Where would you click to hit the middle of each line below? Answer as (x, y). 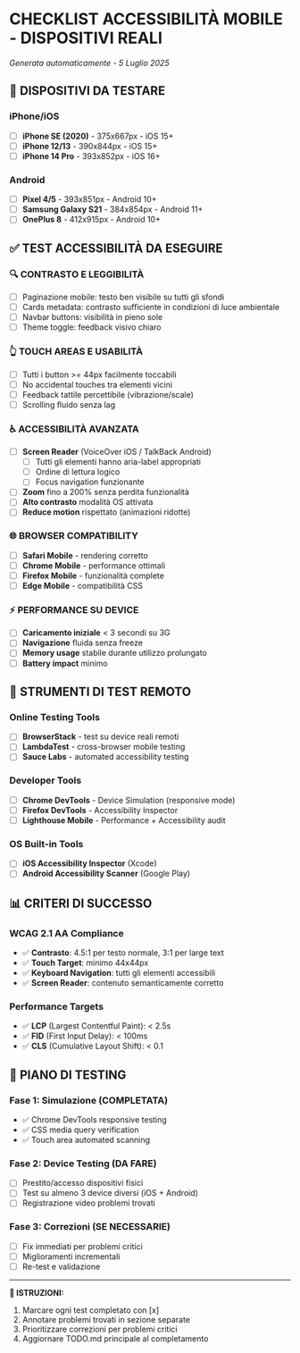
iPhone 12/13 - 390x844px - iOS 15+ (90, 146)
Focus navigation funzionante (90, 482)
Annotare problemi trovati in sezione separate (106, 1320)
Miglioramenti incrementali (71, 1256)
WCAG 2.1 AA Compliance (67, 933)
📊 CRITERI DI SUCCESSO (81, 903)
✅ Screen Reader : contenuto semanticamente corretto (123, 983)
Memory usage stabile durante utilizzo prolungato (114, 653)
